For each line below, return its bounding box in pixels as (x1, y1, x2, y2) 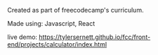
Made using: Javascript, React (7, 19, 96, 27)
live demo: (7, 33, 37, 41)
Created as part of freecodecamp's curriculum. (7, 6, 144, 14)
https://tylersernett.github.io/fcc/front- (38, 33, 151, 41)
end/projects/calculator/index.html (7, 40, 107, 48)
